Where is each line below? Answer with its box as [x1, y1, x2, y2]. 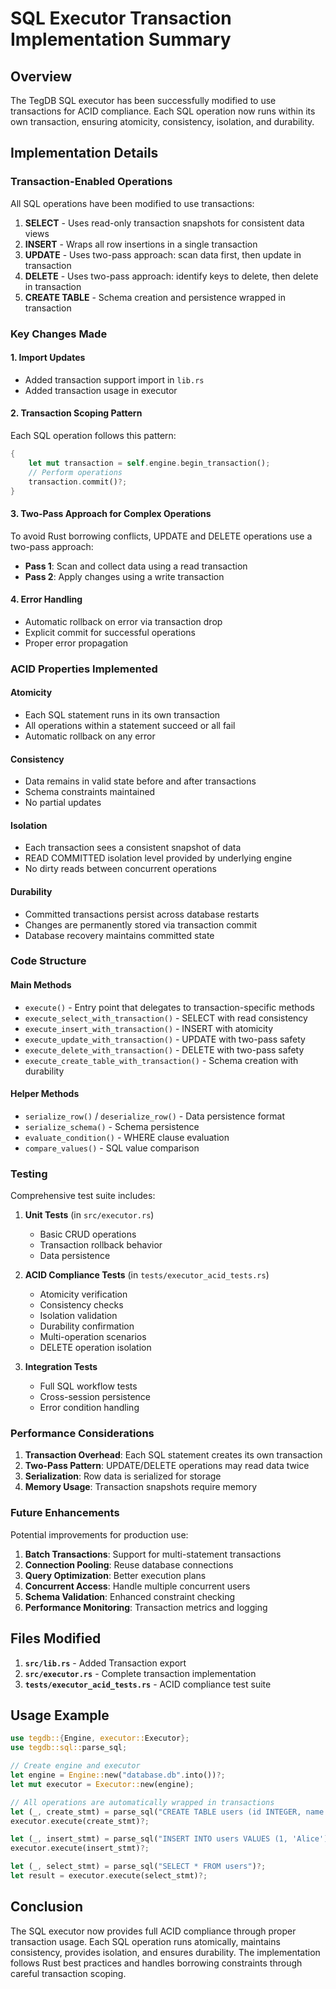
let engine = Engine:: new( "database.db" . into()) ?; [10, 1770, 226, 1780]
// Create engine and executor [10, 1761, 141, 1771]
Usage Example [10, 1707, 110, 1724]
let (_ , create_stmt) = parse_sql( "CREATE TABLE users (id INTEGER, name [10, 1807, 325, 1817]
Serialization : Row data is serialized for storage [24, 1470, 222, 1482]
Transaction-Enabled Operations [10, 175, 173, 189]
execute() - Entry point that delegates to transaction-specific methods [24, 1001, 315, 1013]
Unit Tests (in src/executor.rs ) [24, 1209, 155, 1221]
